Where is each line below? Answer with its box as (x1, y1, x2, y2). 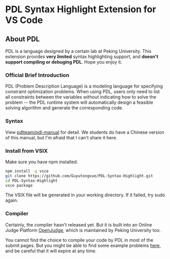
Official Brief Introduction (5, 71, 70, 78)
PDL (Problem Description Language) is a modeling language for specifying (5, 83, 163, 90)
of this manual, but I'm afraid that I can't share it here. (5, 134, 118, 140)
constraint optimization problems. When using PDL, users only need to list (5, 89, 160, 95)
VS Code (5, 14, 43, 26)
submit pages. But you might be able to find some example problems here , (5, 242, 161, 248)
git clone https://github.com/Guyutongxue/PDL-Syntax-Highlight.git (5, 173, 153, 179)
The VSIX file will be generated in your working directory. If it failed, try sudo (5, 192, 165, 198)
